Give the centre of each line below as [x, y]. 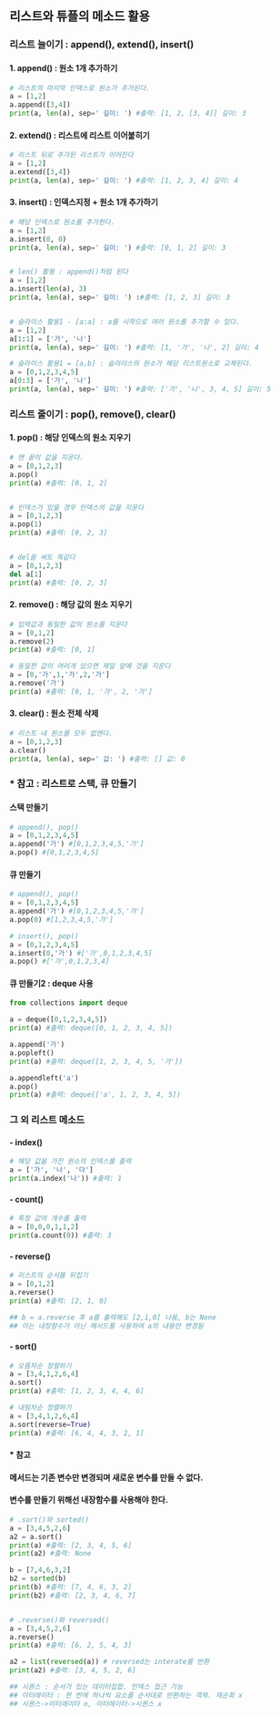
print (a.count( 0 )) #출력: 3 [60, 1236]
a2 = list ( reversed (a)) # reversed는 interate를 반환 [110, 1662]
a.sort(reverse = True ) [50, 1424]
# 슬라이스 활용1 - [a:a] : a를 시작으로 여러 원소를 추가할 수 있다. [125, 322]
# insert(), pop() [44, 936]
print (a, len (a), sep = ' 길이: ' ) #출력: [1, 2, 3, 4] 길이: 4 [124, 181]
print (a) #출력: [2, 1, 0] [59, 1301]
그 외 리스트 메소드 [47, 1120]
